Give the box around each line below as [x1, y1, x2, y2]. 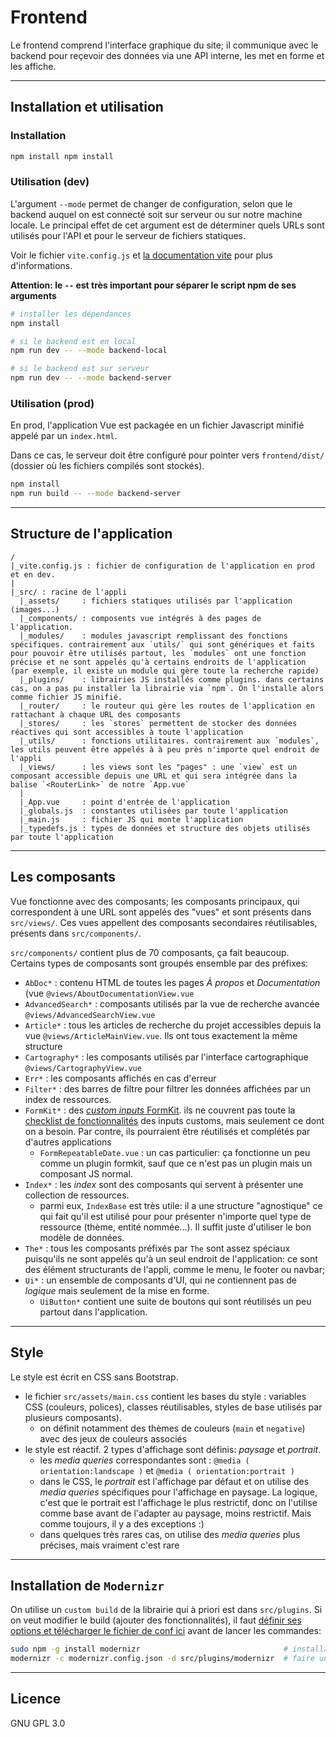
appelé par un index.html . [10, 430, 118, 442]
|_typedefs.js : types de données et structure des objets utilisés [19, 823, 311, 833]
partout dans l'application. [39, 1306, 148, 1318]
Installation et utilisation [10, 99, 164, 116]
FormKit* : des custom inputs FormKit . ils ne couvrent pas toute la [24, 1104, 296, 1116]
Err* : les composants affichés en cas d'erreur [24, 1072, 217, 1084]
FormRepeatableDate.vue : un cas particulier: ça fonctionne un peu [39, 1146, 311, 1158]
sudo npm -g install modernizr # [10, 1644, 288, 1655]
